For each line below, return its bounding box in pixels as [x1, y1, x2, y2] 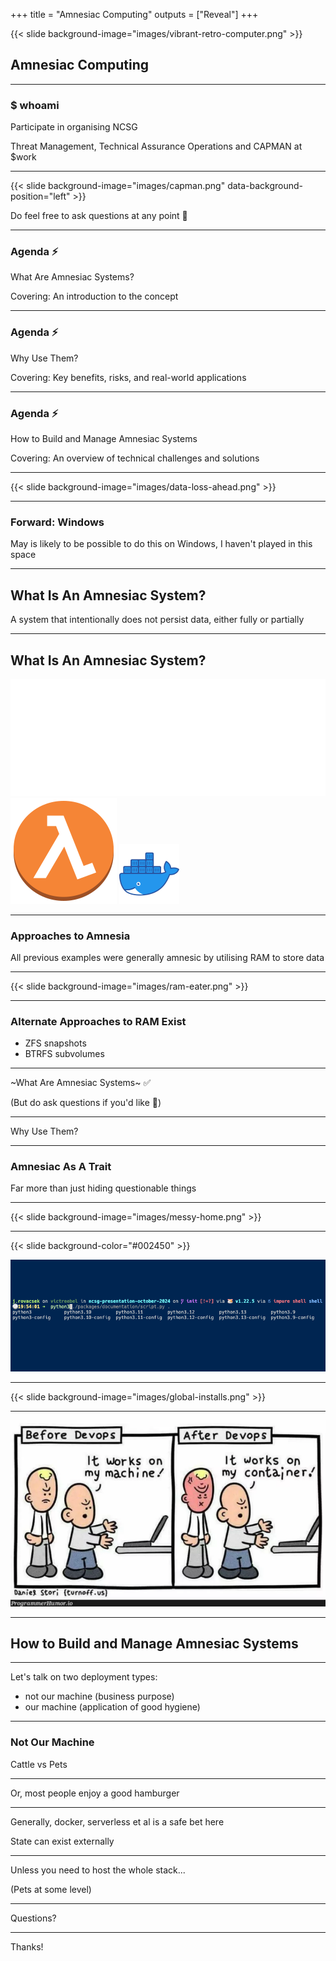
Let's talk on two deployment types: [10, 1671, 158, 1683]
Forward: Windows [10, 515, 105, 529]
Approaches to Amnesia [10, 929, 131, 943]
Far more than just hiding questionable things [10, 1182, 197, 1194]
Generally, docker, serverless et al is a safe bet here [10, 1815, 225, 1828]
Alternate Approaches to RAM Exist [10, 1014, 187, 1028]
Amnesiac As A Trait [10, 1160, 112, 1174]
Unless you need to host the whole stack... [10, 1864, 186, 1876]
